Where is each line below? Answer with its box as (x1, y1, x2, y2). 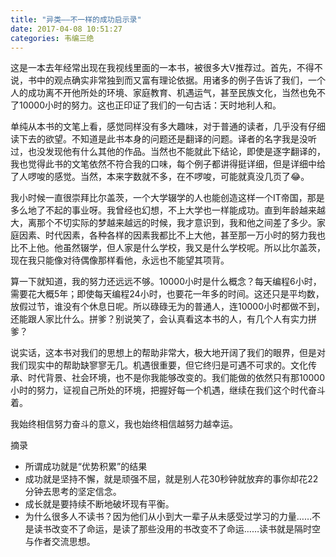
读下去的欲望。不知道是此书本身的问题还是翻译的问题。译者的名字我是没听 (10, 133, 317, 145)
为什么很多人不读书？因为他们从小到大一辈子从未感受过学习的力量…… (24, 511, 312, 523)
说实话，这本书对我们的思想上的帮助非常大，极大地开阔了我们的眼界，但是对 (10, 347, 326, 359)
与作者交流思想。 (24, 536, 96, 548)
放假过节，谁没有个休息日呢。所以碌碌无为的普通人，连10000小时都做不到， (10, 301, 326, 313)
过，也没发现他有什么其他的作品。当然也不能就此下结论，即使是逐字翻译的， (10, 146, 326, 158)
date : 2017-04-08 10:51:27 (10, 24, 123, 34)
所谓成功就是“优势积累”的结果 (24, 461, 148, 473)
